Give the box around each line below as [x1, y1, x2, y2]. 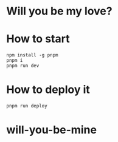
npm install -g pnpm [6, 52, 59, 58]
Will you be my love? [6, 4, 113, 18]
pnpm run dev [6, 63, 40, 69]
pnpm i [6, 58, 23, 64]
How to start [6, 32, 70, 46]
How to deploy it [6, 83, 90, 96]
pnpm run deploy [6, 103, 47, 109]
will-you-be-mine [6, 123, 97, 137]
